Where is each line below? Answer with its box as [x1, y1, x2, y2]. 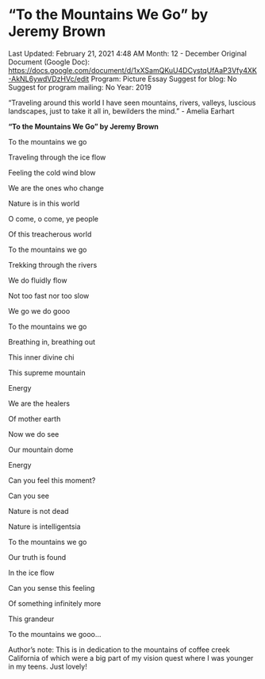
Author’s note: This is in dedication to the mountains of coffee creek [8, 645, 230, 654]
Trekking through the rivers [8, 260, 98, 269]
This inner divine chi [8, 352, 75, 362]
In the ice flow [8, 568, 55, 577]
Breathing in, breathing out [8, 337, 96, 346]
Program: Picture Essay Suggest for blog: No [90, 74, 237, 83]
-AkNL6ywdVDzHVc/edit [8, 74, 90, 83]
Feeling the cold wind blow [8, 168, 97, 177]
